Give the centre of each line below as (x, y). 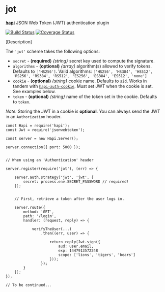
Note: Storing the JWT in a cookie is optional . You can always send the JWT (83, 111)
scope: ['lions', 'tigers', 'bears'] (97, 255)
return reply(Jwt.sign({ (75, 242)
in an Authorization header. (34, 116)
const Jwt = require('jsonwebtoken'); (45, 130)
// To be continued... (29, 285)
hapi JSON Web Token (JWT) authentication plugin (57, 23)
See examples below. (34, 91)
